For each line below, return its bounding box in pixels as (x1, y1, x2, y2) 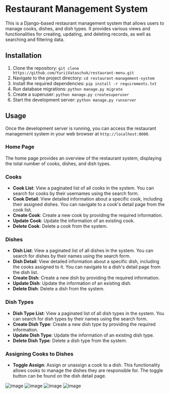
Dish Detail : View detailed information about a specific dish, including (12, 259, 160, 265)
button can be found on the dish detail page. (12, 373, 106, 379)
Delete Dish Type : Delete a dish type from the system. (12, 337, 128, 344)
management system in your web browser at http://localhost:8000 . (5, 130, 150, 136)
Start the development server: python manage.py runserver (12, 96, 137, 103)
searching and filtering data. (5, 36, 65, 43)
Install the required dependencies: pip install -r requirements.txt (12, 80, 157, 86)
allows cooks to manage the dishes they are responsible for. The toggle (12, 367, 163, 373)
